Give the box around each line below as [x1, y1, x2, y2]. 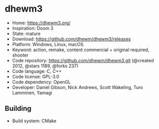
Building [5, 104, 31, 113]
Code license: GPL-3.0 [12, 73, 59, 79]
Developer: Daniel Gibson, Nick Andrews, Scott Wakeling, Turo [12, 84, 143, 90]
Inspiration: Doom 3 [12, 25, 54, 31]
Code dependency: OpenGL [12, 79, 71, 85]
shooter [12, 52, 29, 58]
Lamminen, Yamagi [12, 90, 52, 96]
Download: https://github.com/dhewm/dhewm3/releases [12, 36, 131, 42]
